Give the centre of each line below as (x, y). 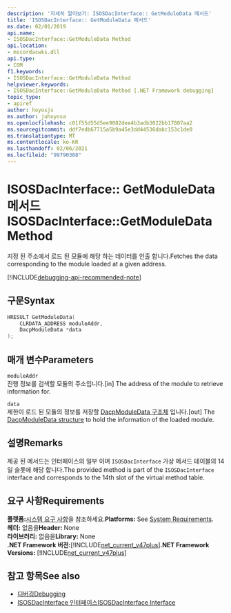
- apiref (20, 104)
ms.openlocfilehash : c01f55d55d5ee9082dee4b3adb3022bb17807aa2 (100, 123)
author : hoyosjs (30, 110)
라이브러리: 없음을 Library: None (51, 536)
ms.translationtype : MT (41, 136)
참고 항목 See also (44, 576)
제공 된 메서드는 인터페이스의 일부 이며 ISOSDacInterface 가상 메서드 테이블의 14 (116, 461)
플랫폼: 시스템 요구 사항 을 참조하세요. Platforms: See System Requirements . (110, 519)
